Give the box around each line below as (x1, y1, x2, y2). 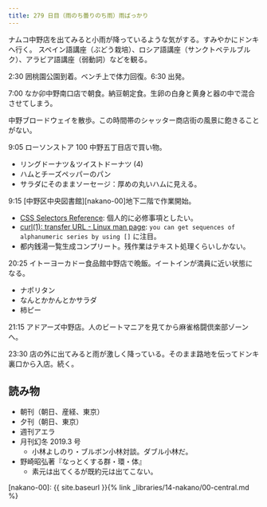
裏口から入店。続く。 (8, 359, 78, 368)
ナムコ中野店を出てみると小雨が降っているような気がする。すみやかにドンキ (8, 34, 259, 44)
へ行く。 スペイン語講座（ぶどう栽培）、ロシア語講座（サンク (8, 45, 209, 54)
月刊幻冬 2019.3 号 (19, 437, 81, 446)
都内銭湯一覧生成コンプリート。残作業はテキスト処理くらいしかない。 (19, 241, 250, 251)
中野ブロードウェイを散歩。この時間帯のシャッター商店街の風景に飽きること (8, 115, 260, 124)
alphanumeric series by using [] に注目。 (19, 231, 161, 241)
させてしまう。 (8, 98, 57, 108)
